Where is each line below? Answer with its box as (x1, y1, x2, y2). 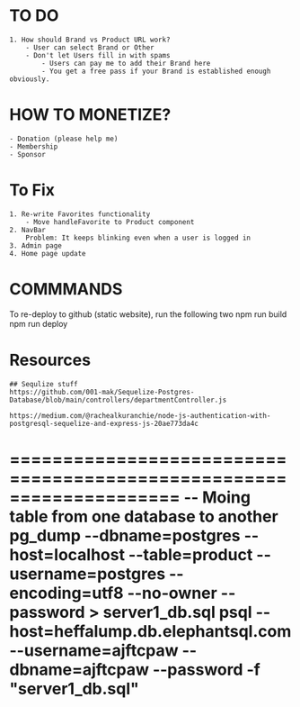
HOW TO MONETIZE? (9, 104, 172, 125)
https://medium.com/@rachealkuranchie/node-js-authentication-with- (9, 411, 271, 420)
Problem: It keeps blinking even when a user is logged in (25, 233, 251, 242)
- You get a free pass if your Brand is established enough (41, 67, 271, 76)
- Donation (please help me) (9, 134, 119, 143)
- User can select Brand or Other (25, 42, 154, 52)
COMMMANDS (9, 279, 123, 299)
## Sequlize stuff (9, 379, 78, 388)
